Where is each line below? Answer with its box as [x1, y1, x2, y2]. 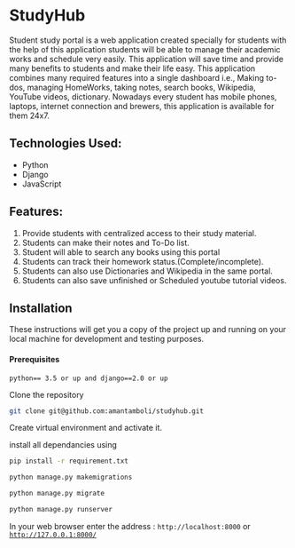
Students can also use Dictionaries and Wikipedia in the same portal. [21, 266, 273, 276]
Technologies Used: [9, 136, 122, 151]
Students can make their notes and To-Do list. [21, 237, 190, 248]
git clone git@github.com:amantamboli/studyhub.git [9, 406, 204, 416]
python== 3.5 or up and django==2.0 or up [9, 374, 168, 383]
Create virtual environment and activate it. [9, 423, 162, 433]
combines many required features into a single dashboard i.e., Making [9, 72, 264, 83]
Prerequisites [9, 353, 60, 364]
